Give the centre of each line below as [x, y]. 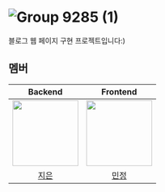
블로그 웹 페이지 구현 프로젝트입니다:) [67, 40]
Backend [45, 91]
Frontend [119, 91]
